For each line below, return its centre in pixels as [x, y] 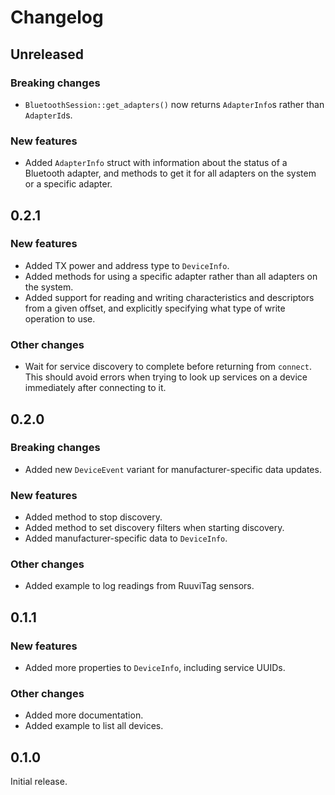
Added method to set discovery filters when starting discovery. [154, 528]
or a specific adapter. [68, 184]
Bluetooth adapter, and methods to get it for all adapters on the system [170, 173]
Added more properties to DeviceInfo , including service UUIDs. [155, 668]
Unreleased [47, 54]
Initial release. [39, 782]
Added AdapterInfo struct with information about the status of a [156, 163]
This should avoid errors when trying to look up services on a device [166, 377]
